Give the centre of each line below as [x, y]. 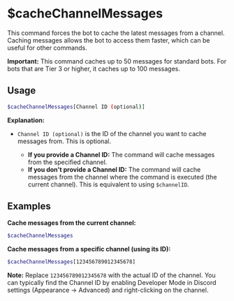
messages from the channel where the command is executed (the [122, 177]
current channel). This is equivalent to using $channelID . [109, 184]
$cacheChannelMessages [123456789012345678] [72, 262]
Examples [29, 206]
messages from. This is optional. [64, 141]
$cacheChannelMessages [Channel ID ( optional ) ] [76, 107]
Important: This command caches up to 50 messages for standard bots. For [117, 61]
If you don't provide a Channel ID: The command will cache [114, 169]
